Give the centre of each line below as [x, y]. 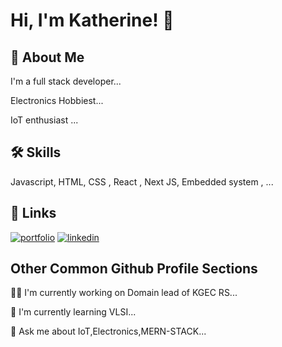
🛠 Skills [36, 152]
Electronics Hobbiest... [57, 100]
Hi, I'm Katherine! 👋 [92, 20]
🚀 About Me [47, 57]
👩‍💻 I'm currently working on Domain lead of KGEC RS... [124, 293]
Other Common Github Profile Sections [134, 269]
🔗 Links [33, 213]
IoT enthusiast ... [44, 120]
